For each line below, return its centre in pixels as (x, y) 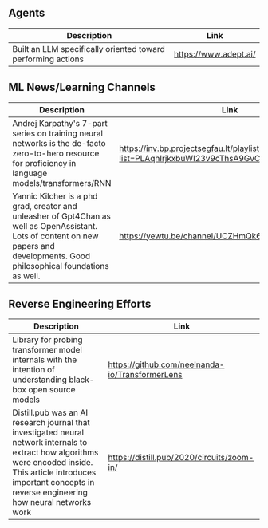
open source (52, 390)
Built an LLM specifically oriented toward (89, 49)
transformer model (47, 350)
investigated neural (48, 432)
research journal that (51, 423)
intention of (34, 370)
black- (82, 380)
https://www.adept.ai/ (215, 53)
